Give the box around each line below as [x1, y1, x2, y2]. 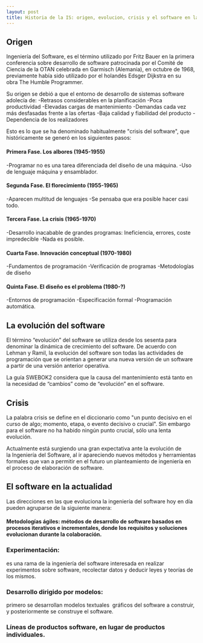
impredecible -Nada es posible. [6, 235, 85, 243]
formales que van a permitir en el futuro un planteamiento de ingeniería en [6, 457, 192, 465]
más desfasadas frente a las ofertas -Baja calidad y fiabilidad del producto [6, 109, 192, 117]
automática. [6, 303, 36, 310]
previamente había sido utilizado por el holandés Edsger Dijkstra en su [6, 72, 181, 79]
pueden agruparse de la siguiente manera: [6, 504, 112, 511]
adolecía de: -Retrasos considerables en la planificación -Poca [6, 97, 163, 104]
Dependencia [6, 116, 40, 123]
